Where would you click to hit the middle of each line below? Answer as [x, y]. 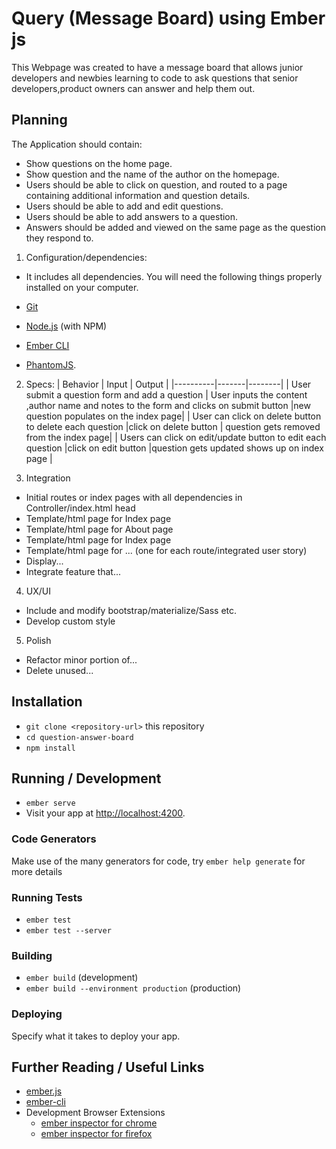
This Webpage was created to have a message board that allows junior [157, 67]
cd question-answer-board [79, 737]
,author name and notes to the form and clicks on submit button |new [168, 405]
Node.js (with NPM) [66, 326]
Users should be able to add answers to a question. [132, 216]
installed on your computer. [82, 287]
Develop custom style [70, 621]
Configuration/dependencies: [86, 257]
